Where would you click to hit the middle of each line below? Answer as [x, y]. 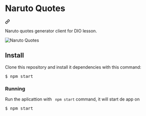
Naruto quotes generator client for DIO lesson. [51, 31]
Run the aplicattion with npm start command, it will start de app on [73, 99]
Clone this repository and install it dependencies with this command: [73, 67]
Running [15, 88]
